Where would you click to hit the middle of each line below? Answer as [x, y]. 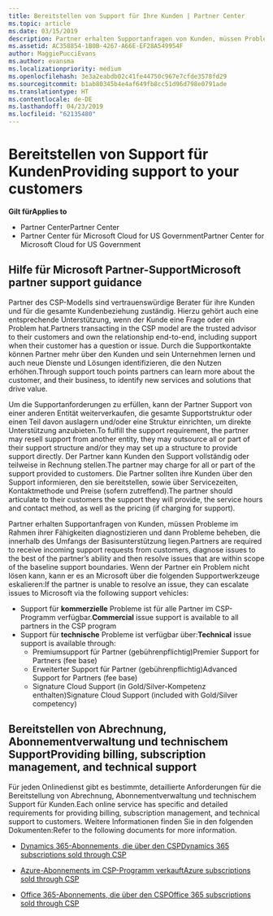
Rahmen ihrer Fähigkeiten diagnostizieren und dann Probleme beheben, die [134, 532]
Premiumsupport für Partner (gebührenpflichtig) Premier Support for [146, 652]
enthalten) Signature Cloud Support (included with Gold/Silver [135, 695]
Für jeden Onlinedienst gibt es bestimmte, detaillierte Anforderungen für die [135, 787]
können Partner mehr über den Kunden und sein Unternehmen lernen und [132, 354]
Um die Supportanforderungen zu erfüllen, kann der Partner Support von [130, 404]
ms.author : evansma [41, 62]
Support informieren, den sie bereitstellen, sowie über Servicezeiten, [123, 482]
